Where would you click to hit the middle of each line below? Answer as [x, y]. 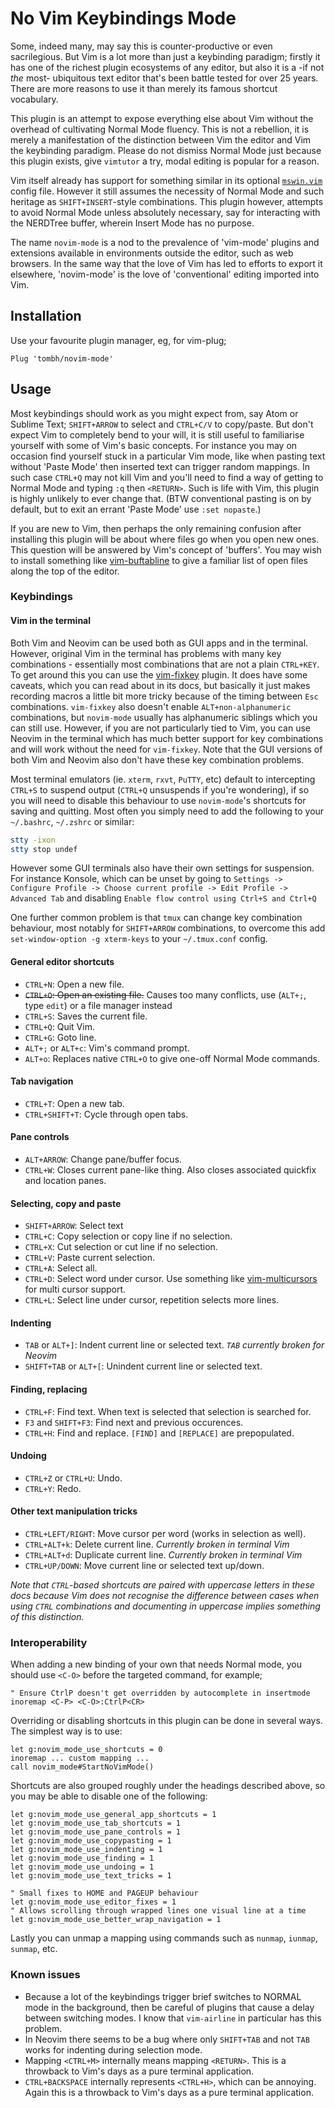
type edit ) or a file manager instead [98, 1005]
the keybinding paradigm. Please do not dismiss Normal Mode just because [166, 150]
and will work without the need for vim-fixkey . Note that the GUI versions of [166, 749]
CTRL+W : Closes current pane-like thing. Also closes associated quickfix [170, 1170]
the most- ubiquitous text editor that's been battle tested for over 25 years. [164, 78]
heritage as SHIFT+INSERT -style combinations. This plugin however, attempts [167, 201]
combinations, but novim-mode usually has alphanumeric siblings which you [164, 717]
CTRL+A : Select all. [61, 1268]
